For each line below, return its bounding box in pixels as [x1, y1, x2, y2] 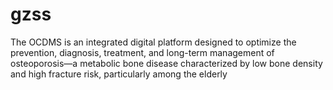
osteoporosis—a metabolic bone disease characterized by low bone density [10, 57, 323, 69]
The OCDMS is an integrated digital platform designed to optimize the [10, 36, 297, 48]
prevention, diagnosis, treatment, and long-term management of [10, 46, 275, 58]
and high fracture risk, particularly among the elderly [10, 68, 228, 80]
